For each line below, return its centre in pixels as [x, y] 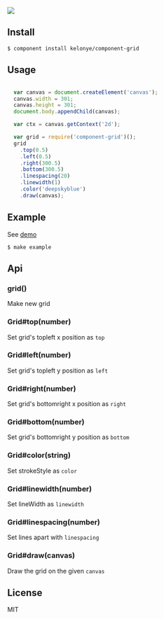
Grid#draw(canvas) [41, 555]
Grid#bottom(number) [46, 422]
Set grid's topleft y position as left [58, 370]
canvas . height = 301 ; [45, 105]
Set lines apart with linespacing [53, 537]
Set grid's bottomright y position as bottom [68, 437]
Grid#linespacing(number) [54, 522]
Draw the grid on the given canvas [56, 571]
